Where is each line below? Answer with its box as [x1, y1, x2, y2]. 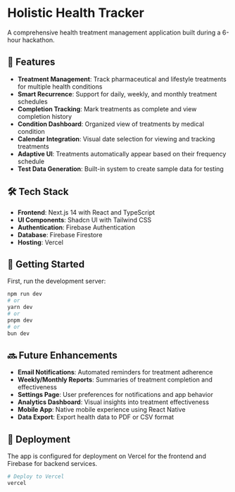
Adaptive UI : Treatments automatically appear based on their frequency [17, 149, 227, 158]
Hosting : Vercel [17, 238, 63, 246]
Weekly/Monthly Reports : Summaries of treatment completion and [17, 375, 213, 384]
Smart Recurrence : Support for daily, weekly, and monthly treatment [17, 89, 217, 98]
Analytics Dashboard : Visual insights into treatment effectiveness [17, 398, 210, 406]
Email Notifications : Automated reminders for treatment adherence [17, 368, 213, 377]
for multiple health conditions [17, 82, 103, 91]
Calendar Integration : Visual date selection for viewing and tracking [17, 134, 215, 143]
